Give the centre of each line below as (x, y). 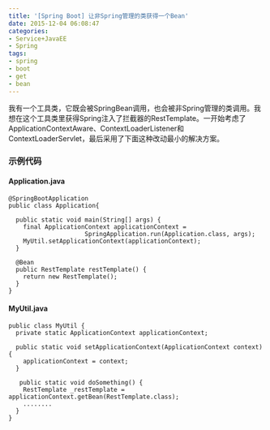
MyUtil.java (28, 308)
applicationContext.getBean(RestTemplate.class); (94, 397)
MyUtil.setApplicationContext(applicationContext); (112, 241)
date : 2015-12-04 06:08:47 (54, 24)
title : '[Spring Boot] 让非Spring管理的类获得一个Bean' (99, 16)
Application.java (37, 181)
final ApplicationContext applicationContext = (105, 227)
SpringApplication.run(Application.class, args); (170, 234)
